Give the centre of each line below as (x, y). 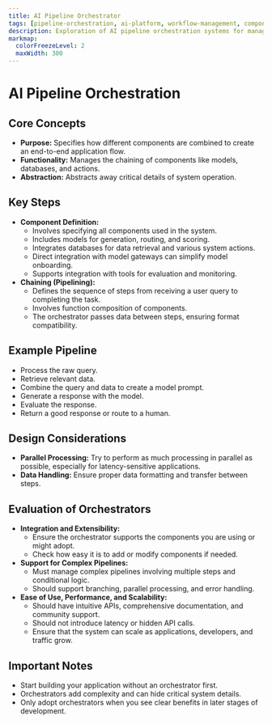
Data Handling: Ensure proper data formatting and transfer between (134, 475)
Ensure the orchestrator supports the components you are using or (144, 537)
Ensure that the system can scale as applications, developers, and (142, 632)
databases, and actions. (60, 168)
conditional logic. (61, 580)
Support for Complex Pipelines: (74, 563)
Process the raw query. (59, 370)
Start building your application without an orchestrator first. (119, 685)
